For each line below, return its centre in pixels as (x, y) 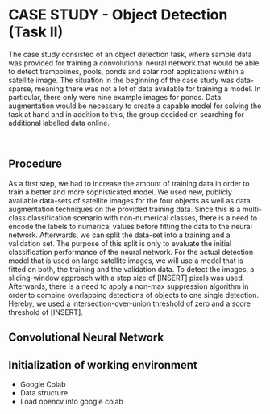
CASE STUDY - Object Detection (118, 15)
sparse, (21, 88)
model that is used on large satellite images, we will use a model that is (126, 261)
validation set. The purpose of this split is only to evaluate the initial (120, 243)
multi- (252, 209)
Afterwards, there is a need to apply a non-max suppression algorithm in (129, 286)
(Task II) (36, 32)
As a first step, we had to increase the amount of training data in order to (129, 183)
